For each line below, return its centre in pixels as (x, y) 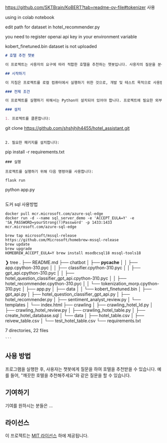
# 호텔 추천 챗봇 (20, 55)
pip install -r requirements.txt (35, 152)
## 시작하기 (15, 73)
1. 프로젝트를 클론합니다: (28, 119)
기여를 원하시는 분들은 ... (29, 406)
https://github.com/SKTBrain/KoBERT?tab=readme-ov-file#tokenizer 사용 (80, 7)
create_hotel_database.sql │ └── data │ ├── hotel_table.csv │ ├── (75, 315)
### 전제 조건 (18, 91)
